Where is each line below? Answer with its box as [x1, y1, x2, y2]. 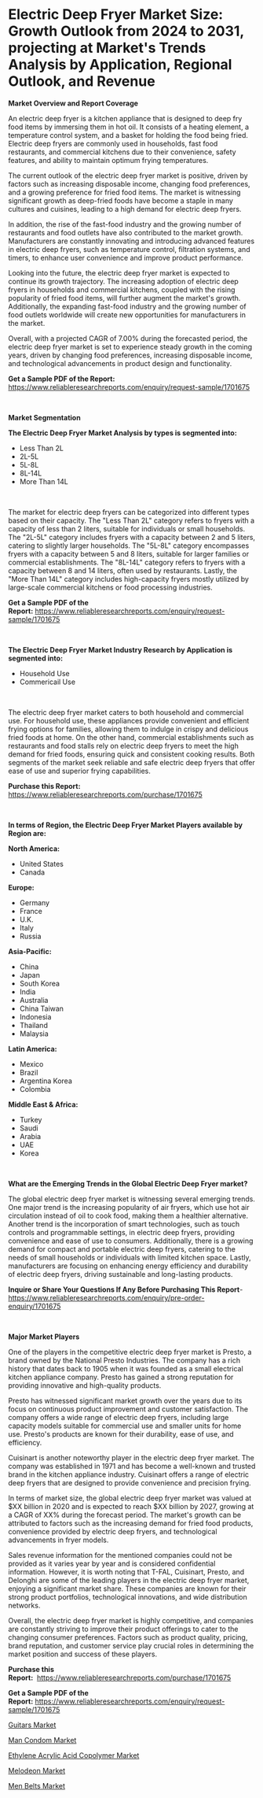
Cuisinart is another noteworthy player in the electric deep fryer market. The [8, 1452, 255, 1462]
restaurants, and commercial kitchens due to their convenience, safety [8, 147, 237, 157]
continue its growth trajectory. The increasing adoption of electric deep [8, 276, 239, 286]
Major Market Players [8, 1332, 80, 1341]
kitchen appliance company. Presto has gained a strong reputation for [8, 1372, 234, 1382]
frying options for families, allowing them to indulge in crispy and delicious [8, 724, 249, 734]
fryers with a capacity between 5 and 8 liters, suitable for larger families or [8, 549, 250, 558]
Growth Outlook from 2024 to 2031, [8, 22, 245, 40]
